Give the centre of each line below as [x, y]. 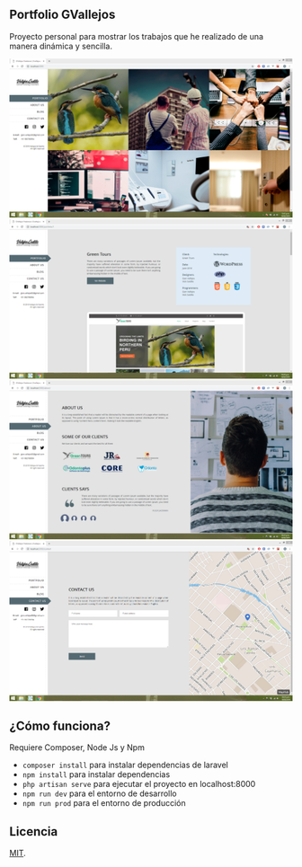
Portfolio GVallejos [62, 15]
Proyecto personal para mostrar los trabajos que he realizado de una [136, 36]
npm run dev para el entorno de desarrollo [99, 793]
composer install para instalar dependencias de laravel [125, 765]
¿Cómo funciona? [60, 725]
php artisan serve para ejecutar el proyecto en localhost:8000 [139, 784]
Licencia [34, 832]
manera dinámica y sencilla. [61, 46]
